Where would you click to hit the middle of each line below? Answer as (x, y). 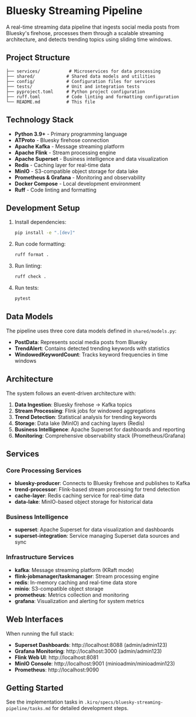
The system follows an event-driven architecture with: (71, 393)
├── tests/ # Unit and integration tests (73, 86)
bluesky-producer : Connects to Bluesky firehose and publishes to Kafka (102, 483)
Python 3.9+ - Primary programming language (71, 134)
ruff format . (32, 255)
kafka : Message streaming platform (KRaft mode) (74, 570)
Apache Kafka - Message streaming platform (69, 146)
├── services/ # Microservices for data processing (83, 71)
